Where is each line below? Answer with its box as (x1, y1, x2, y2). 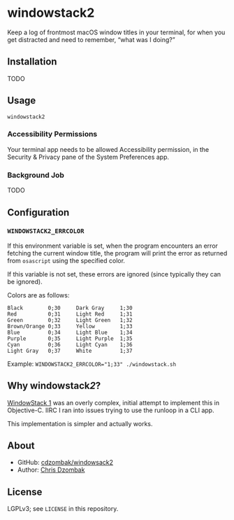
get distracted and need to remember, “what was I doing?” (7, 35, 176, 43)
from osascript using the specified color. (7, 256, 126, 265)
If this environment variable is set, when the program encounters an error (7, 241, 219, 250)
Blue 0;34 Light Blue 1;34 (7, 329, 133, 336)
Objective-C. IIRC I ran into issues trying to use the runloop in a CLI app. (7, 406, 214, 414)
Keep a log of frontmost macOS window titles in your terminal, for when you (7, 28, 226, 36)
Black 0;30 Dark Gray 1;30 (7, 304, 133, 311)
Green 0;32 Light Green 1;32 (7, 316, 133, 323)
